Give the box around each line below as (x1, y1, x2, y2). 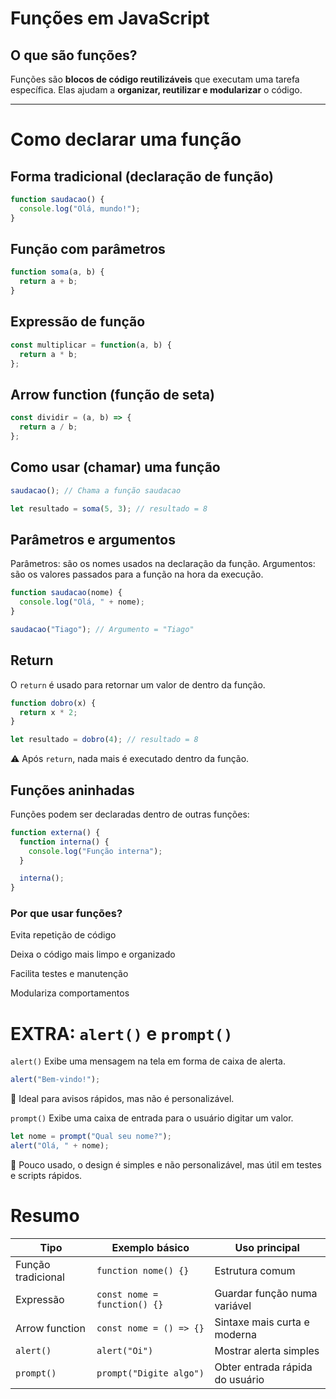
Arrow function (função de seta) (10, 386, 215, 403)
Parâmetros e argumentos (10, 531, 176, 548)
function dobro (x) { (10, 698, 97, 708)
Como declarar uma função (10, 128, 242, 151)
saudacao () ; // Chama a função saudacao (10, 485, 182, 496)
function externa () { (10, 827, 101, 837)
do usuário (214, 1372, 265, 1386)
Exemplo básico (111, 1240, 190, 1254)
